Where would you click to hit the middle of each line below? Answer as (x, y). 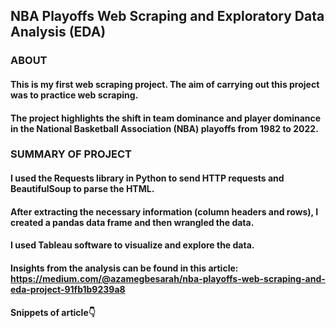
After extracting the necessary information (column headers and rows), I (164, 211)
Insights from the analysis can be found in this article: (124, 268)
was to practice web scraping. (74, 95)
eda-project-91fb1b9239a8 (68, 289)
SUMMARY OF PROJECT (71, 154)
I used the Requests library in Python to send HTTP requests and (147, 178)
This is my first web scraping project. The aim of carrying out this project (165, 84)
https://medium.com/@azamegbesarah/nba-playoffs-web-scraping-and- (168, 278)
